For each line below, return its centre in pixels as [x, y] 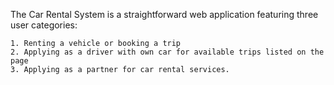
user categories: [44, 25]
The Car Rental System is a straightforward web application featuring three [164, 14]
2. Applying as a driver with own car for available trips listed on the [167, 52]
